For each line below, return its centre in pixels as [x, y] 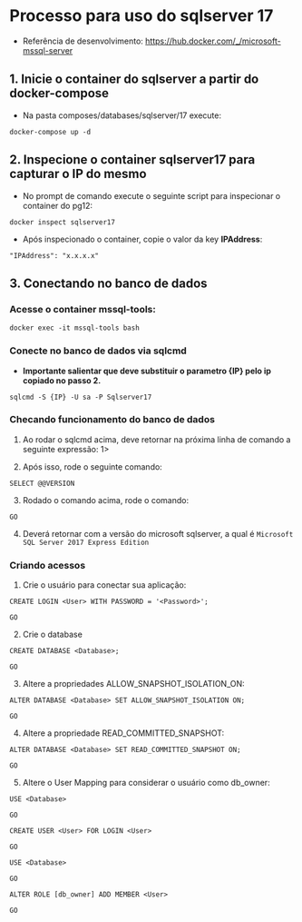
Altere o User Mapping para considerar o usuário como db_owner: [146, 783]
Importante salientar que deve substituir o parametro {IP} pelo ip [147, 371]
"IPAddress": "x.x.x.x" [54, 255]
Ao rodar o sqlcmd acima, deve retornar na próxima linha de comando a [156, 439]
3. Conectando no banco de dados [108, 283]
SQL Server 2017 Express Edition [86, 542]
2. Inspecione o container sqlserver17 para [132, 160]
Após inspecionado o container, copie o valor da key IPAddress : [142, 239]
